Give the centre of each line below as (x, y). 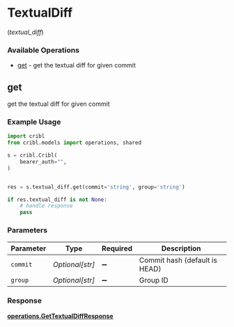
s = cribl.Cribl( (32, 155)
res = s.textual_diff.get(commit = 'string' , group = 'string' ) (96, 187)
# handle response (46, 206)
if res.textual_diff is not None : (57, 200)
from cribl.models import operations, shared (74, 143)
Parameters (27, 230)
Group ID (154, 280)
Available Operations (44, 50)
